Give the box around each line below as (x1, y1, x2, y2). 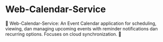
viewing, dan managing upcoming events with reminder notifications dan (5, 25, 158, 31)
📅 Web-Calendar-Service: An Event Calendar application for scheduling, (5, 20, 157, 26)
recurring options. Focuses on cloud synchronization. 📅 (5, 31, 122, 37)
